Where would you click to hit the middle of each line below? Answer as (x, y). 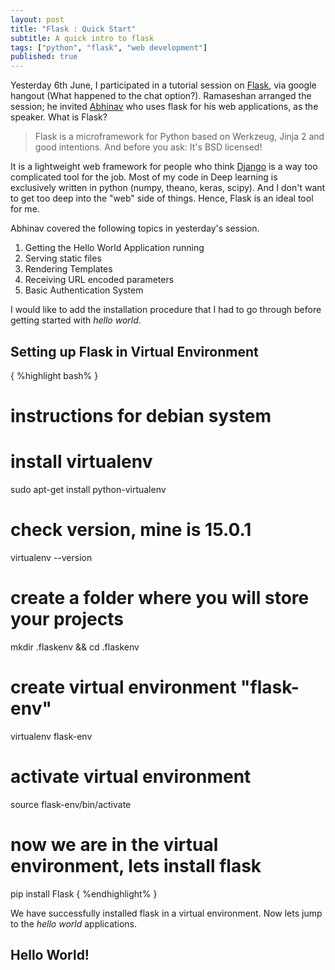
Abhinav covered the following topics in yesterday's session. (135, 228)
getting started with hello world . (76, 320)
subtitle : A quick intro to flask (82, 38)
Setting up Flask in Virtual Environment (134, 351)
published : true (44, 57)
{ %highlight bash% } (54, 375)
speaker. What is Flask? (59, 117)
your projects (67, 619)
